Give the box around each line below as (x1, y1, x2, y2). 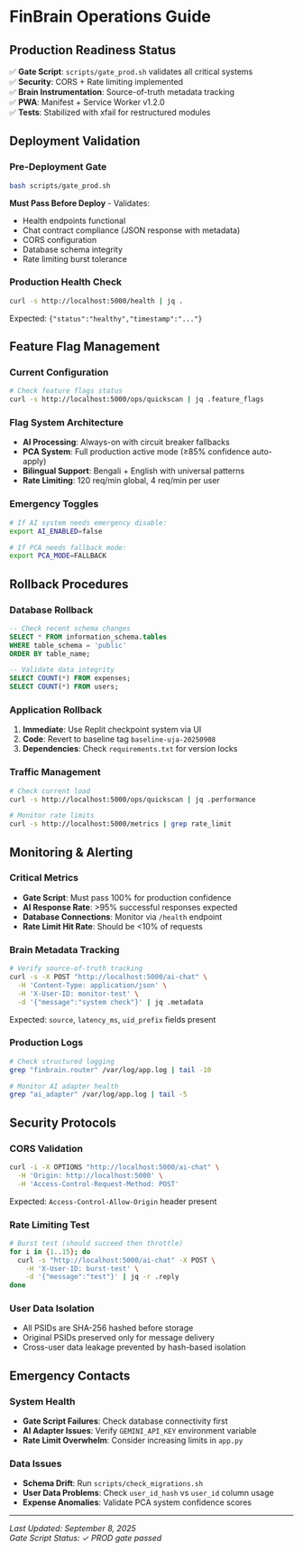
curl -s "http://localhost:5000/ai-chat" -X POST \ (17, 1256, 216, 1265)
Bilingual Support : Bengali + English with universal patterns (22, 465, 245, 476)
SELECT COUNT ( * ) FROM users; (9, 682, 119, 692)
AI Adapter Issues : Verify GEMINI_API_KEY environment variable (22, 1426, 257, 1436)
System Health (9, 1395, 76, 1407)
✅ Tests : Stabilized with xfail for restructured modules (9, 107, 211, 117)
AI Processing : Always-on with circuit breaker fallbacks (22, 436, 230, 448)
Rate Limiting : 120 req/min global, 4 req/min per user (22, 475, 221, 486)
